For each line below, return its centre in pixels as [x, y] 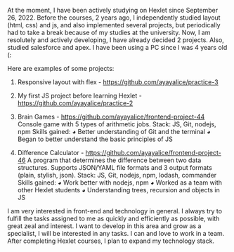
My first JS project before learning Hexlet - [79, 95]
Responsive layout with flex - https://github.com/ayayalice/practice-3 [118, 82]
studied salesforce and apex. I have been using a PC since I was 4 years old [117, 47]
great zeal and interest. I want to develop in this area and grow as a [104, 226]
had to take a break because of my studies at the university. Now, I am [109, 32]
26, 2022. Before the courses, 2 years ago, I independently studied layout [114, 18]
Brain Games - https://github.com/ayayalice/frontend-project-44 [111, 117]
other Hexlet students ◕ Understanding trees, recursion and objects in [118, 190]
